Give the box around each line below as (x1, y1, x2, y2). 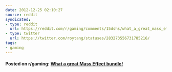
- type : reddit (5, 21, 38, 27)
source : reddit (5, 12, 38, 17)
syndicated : (5, 17, 31, 22)
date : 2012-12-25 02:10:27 (5, 7, 63, 13)
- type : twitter (5, 31, 40, 36)
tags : (5, 41, 17, 46)
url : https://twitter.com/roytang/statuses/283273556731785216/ (10, 36, 150, 41)
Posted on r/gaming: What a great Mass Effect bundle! (5, 61, 123, 67)
